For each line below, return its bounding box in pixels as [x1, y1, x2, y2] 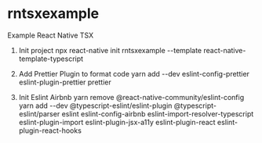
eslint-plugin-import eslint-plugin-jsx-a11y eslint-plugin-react [18, 117, 217, 127]
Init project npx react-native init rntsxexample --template [18, 45, 202, 55]
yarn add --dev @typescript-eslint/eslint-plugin [18, 101, 173, 110]
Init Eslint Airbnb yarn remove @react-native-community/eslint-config [18, 92, 245, 102]
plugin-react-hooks [18, 126, 82, 135]
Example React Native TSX [7, 30, 94, 40]
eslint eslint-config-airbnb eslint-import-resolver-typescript [61, 109, 254, 118]
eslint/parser [18, 109, 60, 118]
